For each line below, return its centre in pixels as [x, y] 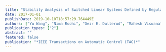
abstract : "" [19, 33]
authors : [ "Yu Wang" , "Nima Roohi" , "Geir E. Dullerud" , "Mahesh [74, 24]
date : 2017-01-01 [23, 14]
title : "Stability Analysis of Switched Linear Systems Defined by [76, 10]
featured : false [22, 38]
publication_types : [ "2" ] [32, 28]
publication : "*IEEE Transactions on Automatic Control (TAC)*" [73, 42]
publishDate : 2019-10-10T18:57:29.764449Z [49, 19]
